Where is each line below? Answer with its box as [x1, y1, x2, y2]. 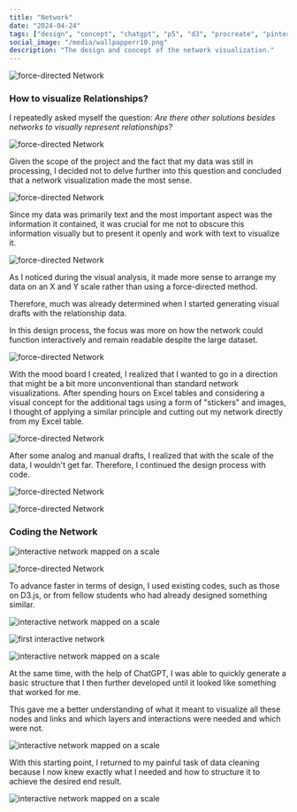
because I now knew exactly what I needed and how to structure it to [9, 766, 261, 777]
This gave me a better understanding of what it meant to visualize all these [9, 704, 281, 714]
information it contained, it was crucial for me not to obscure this [9, 219, 245, 230]
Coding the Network [9, 526, 98, 538]
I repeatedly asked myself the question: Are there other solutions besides [9, 113, 276, 123]
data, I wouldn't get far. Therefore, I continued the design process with [9, 460, 267, 471]
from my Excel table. [9, 416, 84, 426]
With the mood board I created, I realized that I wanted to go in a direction [9, 369, 278, 379]
